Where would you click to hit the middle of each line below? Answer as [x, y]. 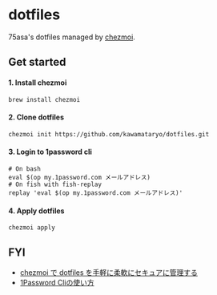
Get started [37, 62]
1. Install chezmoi [38, 83]
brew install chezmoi [44, 99]
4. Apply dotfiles [36, 211]
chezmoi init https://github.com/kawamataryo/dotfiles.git [109, 134]
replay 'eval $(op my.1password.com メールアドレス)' [96, 193]
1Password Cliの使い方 [57, 282]
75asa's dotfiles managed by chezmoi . [72, 37]
